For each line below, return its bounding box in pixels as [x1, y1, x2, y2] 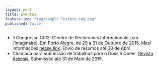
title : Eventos [5, 12, 37, 17]
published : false [5, 21, 41, 26]
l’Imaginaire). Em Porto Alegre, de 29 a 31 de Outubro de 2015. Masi [12, 40, 151, 46]
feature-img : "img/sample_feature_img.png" [5, 16, 97, 21]
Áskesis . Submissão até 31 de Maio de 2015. [12, 56, 103, 62]
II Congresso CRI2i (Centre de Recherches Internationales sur [12, 35, 139, 41]
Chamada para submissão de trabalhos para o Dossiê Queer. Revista [12, 51, 153, 57]
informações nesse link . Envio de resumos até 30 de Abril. [12, 45, 132, 51]
